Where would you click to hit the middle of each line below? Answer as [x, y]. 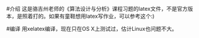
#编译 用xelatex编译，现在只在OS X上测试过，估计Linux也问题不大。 [92, 29]
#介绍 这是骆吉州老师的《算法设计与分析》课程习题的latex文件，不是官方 [97, 9]
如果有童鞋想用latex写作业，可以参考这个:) [101, 16]
